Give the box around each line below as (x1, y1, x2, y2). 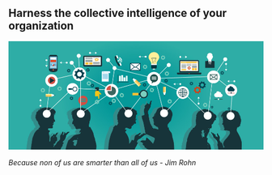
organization (8, 19, 74, 33)
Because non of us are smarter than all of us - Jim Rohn (8, 158, 197, 167)
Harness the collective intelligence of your (8, 6, 227, 20)
